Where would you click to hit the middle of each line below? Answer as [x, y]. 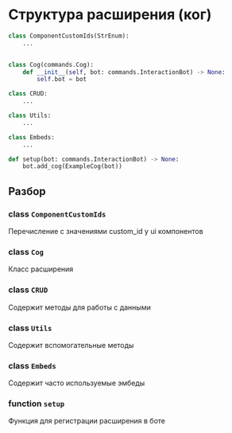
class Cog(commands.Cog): [51, 64]
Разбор [27, 191]
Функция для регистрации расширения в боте [87, 421]
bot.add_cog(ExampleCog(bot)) [73, 166]
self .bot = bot [62, 80]
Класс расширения [41, 269]
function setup [37, 404]
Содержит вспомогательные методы [71, 345]
